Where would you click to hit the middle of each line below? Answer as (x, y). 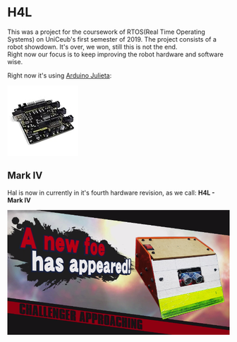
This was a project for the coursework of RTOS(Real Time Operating (107, 32)
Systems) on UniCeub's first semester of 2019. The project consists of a (112, 39)
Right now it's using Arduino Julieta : (60, 75)
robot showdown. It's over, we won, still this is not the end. (92, 47)
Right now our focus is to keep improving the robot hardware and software (115, 54)
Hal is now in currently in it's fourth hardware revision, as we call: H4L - (111, 193)
